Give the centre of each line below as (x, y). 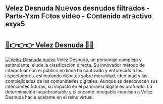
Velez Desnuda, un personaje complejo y (99, 60)
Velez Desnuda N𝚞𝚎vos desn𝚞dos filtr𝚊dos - (77, 8)
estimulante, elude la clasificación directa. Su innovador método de (75, 65)
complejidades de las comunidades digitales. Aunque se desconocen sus (82, 81)
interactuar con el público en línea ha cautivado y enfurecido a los (74, 70)
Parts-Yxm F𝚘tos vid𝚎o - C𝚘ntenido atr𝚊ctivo (79, 16)
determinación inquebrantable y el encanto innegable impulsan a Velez (79, 92)
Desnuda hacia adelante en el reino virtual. (50, 97)
